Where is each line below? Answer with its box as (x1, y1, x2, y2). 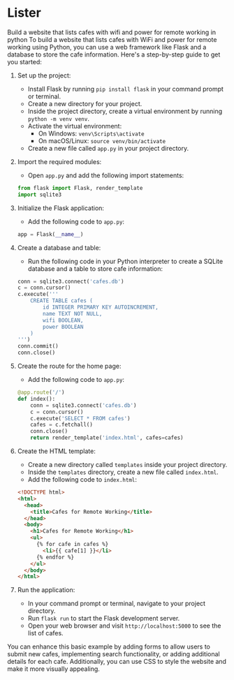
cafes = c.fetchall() (30, 421, 93, 429)
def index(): (17, 395, 56, 402)
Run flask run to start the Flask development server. (27, 614, 180, 623)
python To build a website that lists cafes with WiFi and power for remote (7, 35, 217, 43)
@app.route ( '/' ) (17, 389, 65, 396)
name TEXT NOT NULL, (43, 310, 103, 317)
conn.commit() (17, 343, 59, 350)
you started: (7, 57, 42, 66)
